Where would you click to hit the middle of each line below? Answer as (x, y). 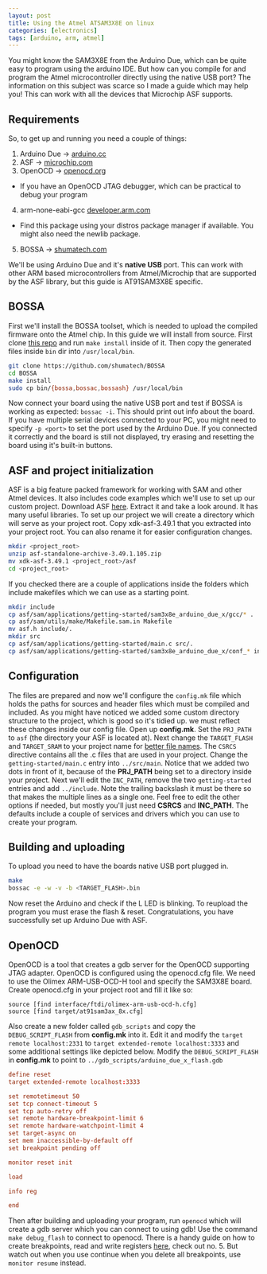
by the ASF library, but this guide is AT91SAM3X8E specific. (106, 282)
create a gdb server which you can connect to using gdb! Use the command (133, 1229)
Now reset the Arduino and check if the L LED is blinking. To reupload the (128, 903)
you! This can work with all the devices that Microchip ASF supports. (120, 94)
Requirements (44, 119)
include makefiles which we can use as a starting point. (99, 592)
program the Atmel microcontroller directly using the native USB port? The (130, 77)
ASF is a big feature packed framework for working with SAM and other (125, 489)
